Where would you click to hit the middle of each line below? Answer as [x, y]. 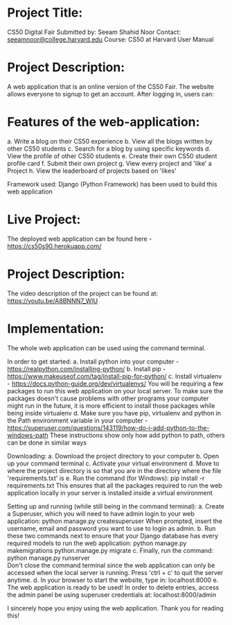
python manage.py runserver [48, 558]
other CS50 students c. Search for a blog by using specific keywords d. [109, 148]
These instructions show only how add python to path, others [137, 435]
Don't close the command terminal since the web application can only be [111, 565]
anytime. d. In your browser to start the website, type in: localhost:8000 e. [113, 580]
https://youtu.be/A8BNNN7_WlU [53, 300]
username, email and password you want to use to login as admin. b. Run [111, 528]
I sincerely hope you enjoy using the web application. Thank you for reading [115, 608]
